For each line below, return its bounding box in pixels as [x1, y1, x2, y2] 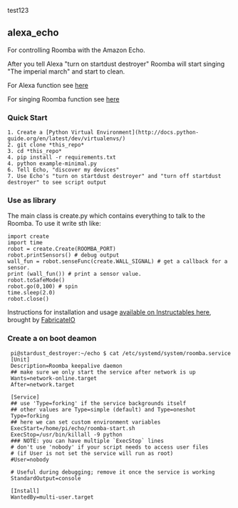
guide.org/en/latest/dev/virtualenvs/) [7, 135, 126, 142]
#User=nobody [10, 456, 50, 463]
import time [7, 239, 43, 246]
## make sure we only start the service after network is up [10, 368, 196, 376]
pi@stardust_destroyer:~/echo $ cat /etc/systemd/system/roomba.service [10, 349, 232, 357]
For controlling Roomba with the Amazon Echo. [7, 46, 145, 54]
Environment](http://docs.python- [96, 129, 200, 136]
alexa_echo [7, 26, 59, 39]
